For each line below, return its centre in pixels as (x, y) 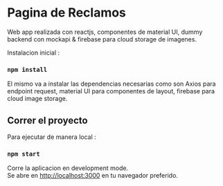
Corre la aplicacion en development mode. (68, 168)
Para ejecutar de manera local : (52, 137)
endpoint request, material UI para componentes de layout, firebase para (111, 91)
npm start (24, 154)
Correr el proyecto (47, 120)
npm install (27, 69)
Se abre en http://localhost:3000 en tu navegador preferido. (93, 176)
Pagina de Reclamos (67, 13)
